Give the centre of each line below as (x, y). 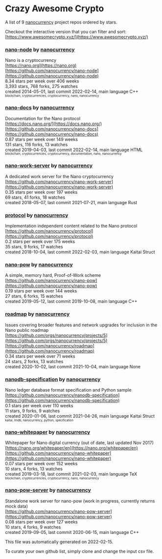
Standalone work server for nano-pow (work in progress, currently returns (80, 501)
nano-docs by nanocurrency (40, 107)
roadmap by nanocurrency (37, 314)
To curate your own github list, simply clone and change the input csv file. (80, 551)
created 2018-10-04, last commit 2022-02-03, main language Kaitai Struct (80, 252)
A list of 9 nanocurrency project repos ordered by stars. (61, 22)
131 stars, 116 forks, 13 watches (36, 144)
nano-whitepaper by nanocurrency (48, 432)
